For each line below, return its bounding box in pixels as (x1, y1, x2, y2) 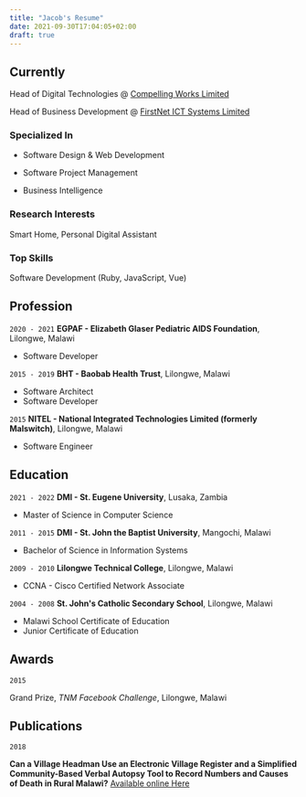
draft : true (9, 30, 55, 39)
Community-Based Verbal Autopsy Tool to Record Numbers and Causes (9, 769, 290, 780)
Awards (9, 652, 55, 667)
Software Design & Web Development (22, 150, 165, 161)
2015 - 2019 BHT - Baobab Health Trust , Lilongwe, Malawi (9, 367, 231, 379)
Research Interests (9, 207, 96, 220)
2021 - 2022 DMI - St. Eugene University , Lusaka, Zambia (9, 491, 228, 503)
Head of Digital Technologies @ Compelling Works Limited (9, 89, 230, 100)
